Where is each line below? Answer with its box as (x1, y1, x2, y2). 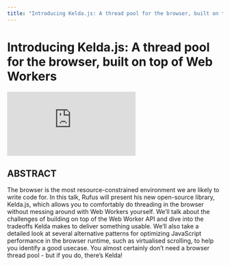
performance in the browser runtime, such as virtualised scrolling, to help (7, 237, 214, 245)
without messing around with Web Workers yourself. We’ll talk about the (7, 208, 210, 216)
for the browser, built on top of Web (7, 54, 214, 69)
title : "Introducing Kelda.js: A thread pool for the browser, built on (7, 10, 219, 17)
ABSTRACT (7, 168, 57, 179)
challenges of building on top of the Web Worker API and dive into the (7, 215, 204, 223)
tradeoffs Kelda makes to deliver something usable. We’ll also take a (7, 222, 199, 230)
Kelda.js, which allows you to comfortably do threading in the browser (7, 200, 204, 209)
